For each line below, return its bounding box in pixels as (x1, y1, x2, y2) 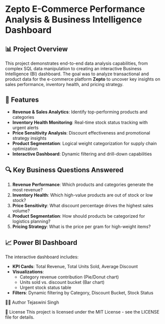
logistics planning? (12, 218, 51, 224)
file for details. (5, 314, 35, 320)
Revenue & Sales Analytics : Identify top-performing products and (12, 109, 148, 115)
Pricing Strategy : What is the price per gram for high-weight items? (12, 224, 151, 230)
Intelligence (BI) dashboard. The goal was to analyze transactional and (5, 71, 149, 77)
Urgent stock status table (19, 284, 72, 290)
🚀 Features (5, 95, 39, 104)
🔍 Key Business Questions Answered (5, 166, 124, 174)
